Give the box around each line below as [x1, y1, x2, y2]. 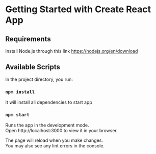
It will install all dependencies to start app [5, 99, 93, 105]
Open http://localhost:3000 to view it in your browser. [5, 128, 118, 134]
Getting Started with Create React [5, 4, 151, 15]
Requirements [5, 35, 51, 43]
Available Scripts [5, 63, 60, 72]
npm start [5, 112, 30, 118]
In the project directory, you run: [5, 76, 73, 82]
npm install [5, 89, 35, 95]
